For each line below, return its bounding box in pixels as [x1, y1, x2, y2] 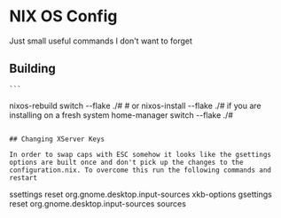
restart [9, 173, 38, 183]
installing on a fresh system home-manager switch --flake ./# [9, 109, 233, 121]
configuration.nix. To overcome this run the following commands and [9, 166, 272, 175]
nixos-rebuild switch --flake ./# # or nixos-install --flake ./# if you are [9, 100, 261, 111]
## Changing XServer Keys [9, 135, 105, 144]
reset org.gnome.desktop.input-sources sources [9, 198, 186, 209]
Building [9, 61, 56, 76]
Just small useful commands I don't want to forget [9, 35, 193, 46]
